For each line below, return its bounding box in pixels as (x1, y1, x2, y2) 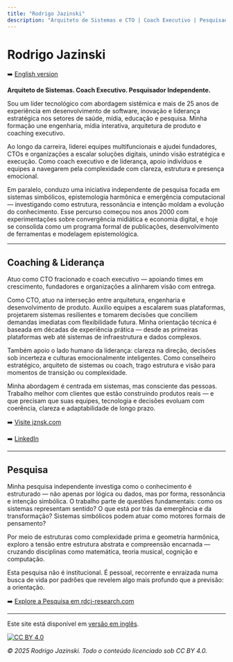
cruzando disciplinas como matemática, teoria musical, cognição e (7, 547, 198, 556)
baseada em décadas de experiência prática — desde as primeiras (7, 325, 198, 334)
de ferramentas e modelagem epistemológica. (7, 230, 139, 239)
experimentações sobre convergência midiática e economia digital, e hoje (7, 215, 218, 223)
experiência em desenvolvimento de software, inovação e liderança (7, 107, 200, 115)
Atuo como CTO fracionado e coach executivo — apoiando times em (7, 275, 203, 284)
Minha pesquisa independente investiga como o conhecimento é (7, 483, 192, 491)
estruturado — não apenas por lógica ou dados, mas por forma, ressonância (7, 490, 225, 498)
